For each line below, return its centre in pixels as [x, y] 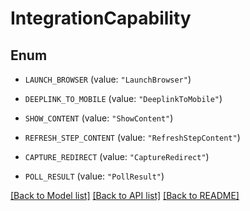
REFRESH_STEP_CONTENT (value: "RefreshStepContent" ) [132, 137]
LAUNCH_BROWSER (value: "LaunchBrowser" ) [108, 79]
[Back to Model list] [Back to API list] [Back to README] [125, 195]
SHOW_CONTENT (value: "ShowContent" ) [99, 118]
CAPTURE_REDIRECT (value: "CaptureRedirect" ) [117, 156]
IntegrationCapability [101, 18]
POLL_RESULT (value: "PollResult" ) [94, 176]
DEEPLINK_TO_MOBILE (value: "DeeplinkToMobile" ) [123, 98]
